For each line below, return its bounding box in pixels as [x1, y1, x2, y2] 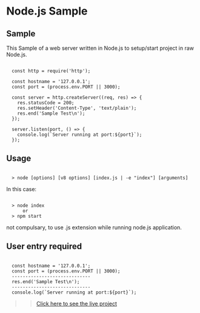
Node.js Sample [6, 4, 88, 18]
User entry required [6, 241, 82, 252]
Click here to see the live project [36, 300, 117, 307]
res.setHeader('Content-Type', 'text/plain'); [17, 105, 137, 111]
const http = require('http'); [12, 68, 91, 74]
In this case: [6, 185, 37, 192]
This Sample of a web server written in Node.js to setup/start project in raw [6, 44, 195, 52]
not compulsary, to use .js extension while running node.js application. [6, 223, 182, 231]
